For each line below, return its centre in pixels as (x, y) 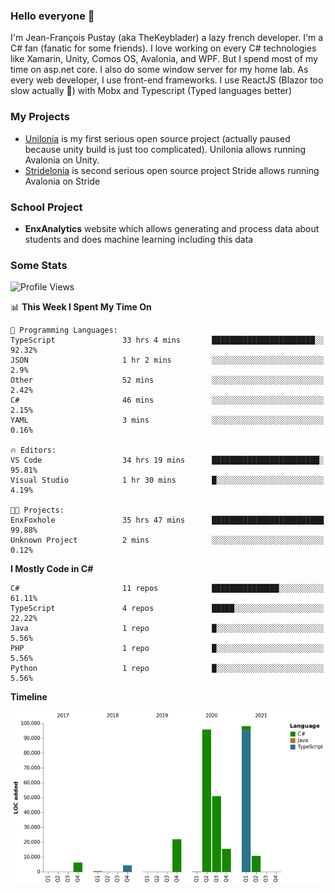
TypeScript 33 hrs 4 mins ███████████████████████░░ (167, 340)
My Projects (40, 117)
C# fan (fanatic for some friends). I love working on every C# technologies (163, 48)
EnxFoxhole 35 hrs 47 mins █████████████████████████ (167, 520)
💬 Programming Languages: (64, 330)
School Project (46, 207)
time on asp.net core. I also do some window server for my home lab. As (159, 70)
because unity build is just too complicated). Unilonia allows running (165, 149)
